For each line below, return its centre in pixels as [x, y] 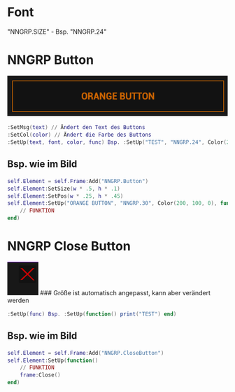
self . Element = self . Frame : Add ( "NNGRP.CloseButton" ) [86, 353]
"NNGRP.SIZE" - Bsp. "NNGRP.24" [57, 32]
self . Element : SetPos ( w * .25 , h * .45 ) [65, 196]
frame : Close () [40, 375]
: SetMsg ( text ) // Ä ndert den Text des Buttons [76, 128]
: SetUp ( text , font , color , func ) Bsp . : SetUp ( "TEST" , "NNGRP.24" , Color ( [117, 142]
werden [18, 300]
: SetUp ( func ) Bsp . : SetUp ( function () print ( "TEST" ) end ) [92, 314]
